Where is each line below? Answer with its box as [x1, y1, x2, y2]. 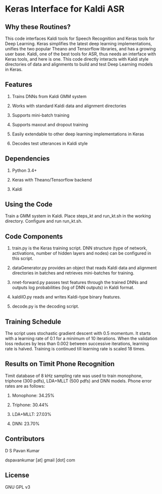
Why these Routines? [5, 23, 71, 31]
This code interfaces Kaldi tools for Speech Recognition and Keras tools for [5, 35, 155, 41]
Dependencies [5, 154, 50, 163]
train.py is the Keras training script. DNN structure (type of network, [12, 245, 147, 251]
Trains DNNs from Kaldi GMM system [12, 93, 87, 99]
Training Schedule [5, 317, 61, 326]
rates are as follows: [5, 383, 45, 389]
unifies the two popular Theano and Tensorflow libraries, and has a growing [5, 46, 156, 51]
